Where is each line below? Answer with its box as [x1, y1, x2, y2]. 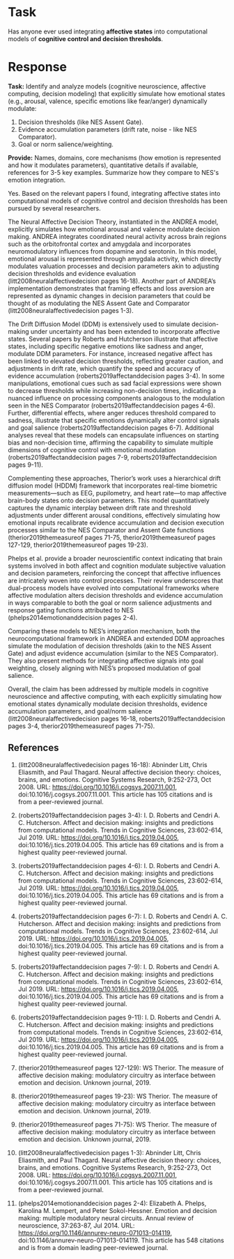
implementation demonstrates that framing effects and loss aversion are [8, 284, 215, 293]
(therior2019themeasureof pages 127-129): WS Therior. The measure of [17, 1063, 224, 1072]
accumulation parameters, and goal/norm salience [8, 706, 153, 715]
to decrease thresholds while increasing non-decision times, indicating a [8, 386, 217, 394]
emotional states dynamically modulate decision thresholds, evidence [8, 700, 208, 708]
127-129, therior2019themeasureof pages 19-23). [8, 541, 148, 549]
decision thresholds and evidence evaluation [8, 269, 136, 277]
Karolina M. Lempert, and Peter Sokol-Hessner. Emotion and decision [17, 1206, 217, 1214]
